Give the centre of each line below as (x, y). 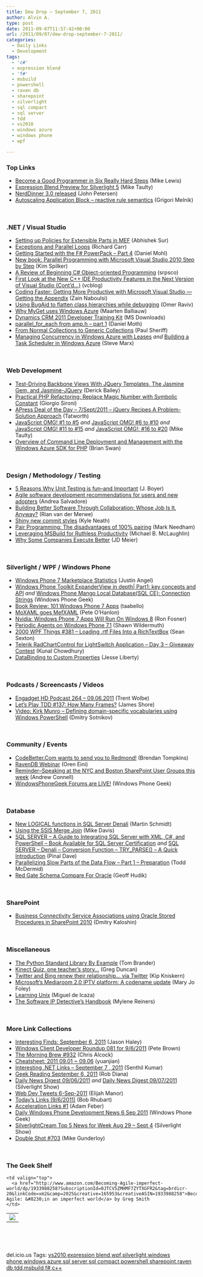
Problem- (169, 409)
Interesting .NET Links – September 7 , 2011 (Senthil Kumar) (89, 1068)
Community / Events (37, 745)
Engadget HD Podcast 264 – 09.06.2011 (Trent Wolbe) (82, 698)
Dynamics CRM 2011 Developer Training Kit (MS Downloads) (90, 317)
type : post (20, 23)
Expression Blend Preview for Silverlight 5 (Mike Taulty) (84, 187)
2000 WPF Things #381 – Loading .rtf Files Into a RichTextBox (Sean (100, 632)
